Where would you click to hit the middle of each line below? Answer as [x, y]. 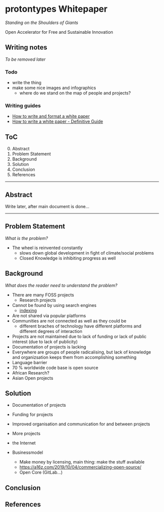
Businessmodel [28, 453]
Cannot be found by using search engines [54, 305]
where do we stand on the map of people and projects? [75, 93]
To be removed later [25, 59]
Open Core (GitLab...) [41, 472]
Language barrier [30, 362]
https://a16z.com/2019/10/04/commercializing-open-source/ [80, 467]
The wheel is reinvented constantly [47, 248]
